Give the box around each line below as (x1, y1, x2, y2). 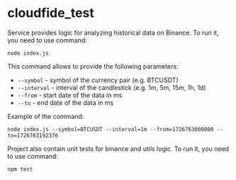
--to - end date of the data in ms (17, 98, 114, 107)
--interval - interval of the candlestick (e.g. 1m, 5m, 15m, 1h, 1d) (17, 83, 207, 91)
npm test (7, 165, 33, 173)
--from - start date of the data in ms (17, 91, 123, 99)
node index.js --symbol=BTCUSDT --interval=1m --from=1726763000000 (7, 125, 214, 133)
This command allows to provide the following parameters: (7, 62, 179, 70)
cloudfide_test (7, 5, 94, 21)
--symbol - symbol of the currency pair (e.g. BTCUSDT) (17, 76, 179, 84)
